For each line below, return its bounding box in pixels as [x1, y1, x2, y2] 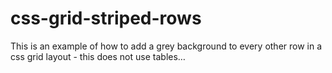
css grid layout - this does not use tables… [10, 50, 186, 62]
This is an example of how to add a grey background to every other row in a [10, 40, 323, 52]
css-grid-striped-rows [10, 7, 202, 30]
